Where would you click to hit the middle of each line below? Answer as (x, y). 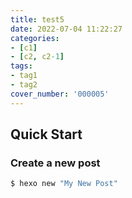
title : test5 (37, 19)
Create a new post (55, 163)
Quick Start (46, 134)
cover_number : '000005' (60, 94)
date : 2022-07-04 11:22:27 (66, 29)
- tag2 (24, 85)
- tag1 (24, 76)
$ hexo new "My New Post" (64, 184)
